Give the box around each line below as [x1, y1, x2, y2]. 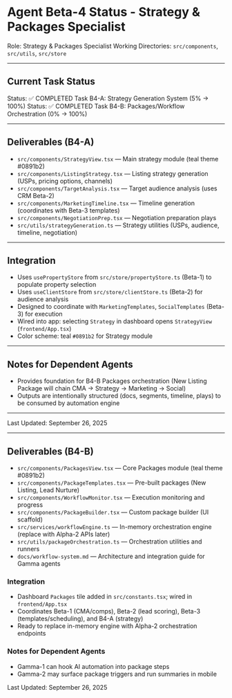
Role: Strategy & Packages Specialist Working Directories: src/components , [7, 42, 219, 50]
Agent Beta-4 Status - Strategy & [7, 4, 200, 20]
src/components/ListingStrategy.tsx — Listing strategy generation [17, 169, 209, 177]
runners [17, 545, 40, 553]
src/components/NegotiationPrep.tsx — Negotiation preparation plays [17, 213, 217, 222]
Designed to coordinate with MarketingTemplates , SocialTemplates [17, 303, 205, 311]
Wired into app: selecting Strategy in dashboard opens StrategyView [17, 317, 213, 325]
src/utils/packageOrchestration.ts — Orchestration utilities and [17, 537, 202, 546]
